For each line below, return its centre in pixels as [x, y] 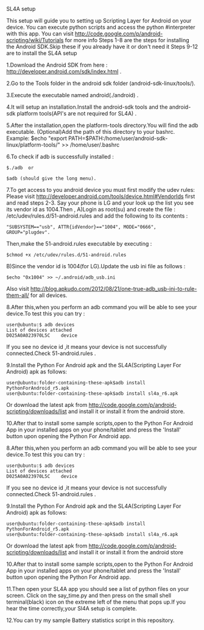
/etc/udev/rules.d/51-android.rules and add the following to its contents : [97, 216]
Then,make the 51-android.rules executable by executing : [79, 244]
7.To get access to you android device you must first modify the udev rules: [100, 190]
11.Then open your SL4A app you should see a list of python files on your [98, 589]
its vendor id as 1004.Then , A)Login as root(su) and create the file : [91, 209]
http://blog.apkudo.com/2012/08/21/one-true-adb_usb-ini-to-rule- [114, 289]
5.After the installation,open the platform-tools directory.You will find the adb [102, 125]
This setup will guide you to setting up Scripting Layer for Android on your [99, 20]
